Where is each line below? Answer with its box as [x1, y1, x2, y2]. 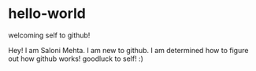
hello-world [8, 5, 87, 23]
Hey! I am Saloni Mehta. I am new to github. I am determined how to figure [8, 45, 249, 55]
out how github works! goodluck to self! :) [8, 54, 143, 63]
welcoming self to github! [8, 30, 91, 40]
